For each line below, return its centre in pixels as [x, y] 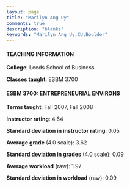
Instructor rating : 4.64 [35, 119]
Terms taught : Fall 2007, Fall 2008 [50, 107]
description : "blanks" [35, 29]
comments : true [26, 23]
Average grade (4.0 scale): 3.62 [47, 142]
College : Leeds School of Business [50, 68]
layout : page [23, 12]
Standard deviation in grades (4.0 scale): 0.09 [65, 154]
